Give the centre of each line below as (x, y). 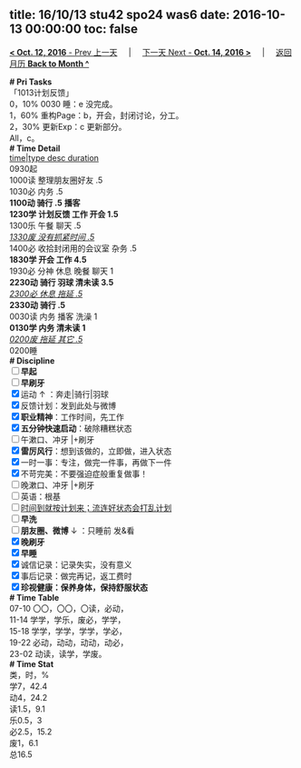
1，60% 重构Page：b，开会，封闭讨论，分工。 (97, 115)
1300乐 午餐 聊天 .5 (45, 225)
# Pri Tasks (31, 82)
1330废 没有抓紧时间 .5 (52, 236)
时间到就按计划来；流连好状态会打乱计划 (97, 507)
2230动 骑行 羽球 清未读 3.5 (62, 282)
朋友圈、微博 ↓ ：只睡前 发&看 (78, 530)
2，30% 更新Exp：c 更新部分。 (68, 126)
